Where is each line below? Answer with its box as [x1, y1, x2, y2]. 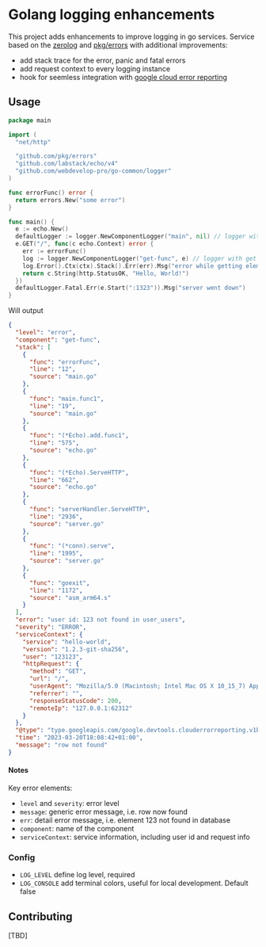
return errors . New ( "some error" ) [15, 196, 126, 204]
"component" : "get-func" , [15, 335, 101, 344]
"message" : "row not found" [15, 741, 108, 749]
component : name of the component [19, 823, 135, 833]
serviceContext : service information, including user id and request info [19, 832, 251, 842]
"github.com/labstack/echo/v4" [15, 160, 119, 168]
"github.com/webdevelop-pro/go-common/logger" [15, 167, 172, 175]
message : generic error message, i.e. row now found [19, 807, 188, 816]
